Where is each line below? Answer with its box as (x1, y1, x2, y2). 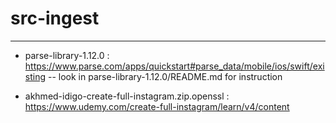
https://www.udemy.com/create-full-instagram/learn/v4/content (24, 100, 290, 112)
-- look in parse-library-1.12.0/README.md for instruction (47, 70, 283, 82)
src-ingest (10, 7, 100, 30)
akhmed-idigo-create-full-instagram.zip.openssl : (24, 90, 230, 102)
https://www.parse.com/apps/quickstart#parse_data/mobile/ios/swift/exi (24, 60, 325, 72)
